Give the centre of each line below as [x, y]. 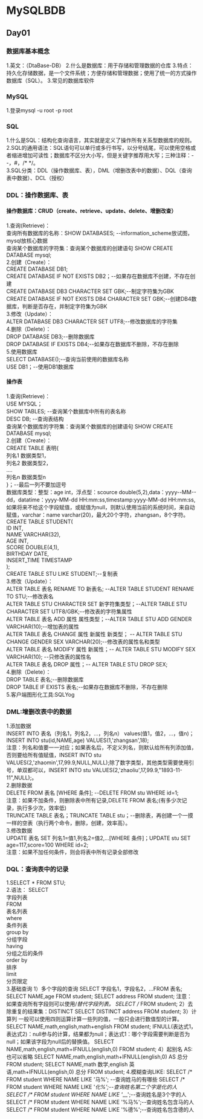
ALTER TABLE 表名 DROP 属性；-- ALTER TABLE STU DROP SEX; [87, 664]
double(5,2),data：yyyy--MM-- [158, 492]
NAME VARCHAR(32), [34, 534]
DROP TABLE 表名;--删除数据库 [45, 679]
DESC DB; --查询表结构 [35, 419]
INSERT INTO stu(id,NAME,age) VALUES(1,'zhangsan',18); [78, 740]
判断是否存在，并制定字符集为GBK [65, 306]
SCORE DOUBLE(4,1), [33, 547]
